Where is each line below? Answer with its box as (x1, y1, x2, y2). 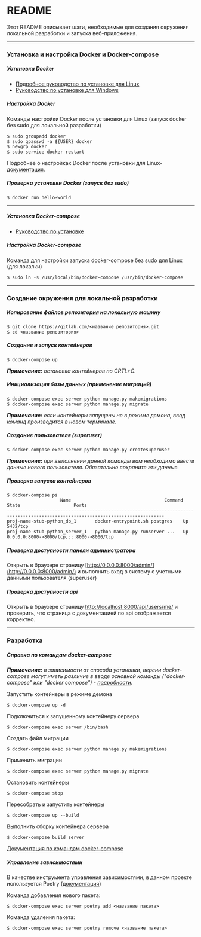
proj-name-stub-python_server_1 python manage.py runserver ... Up (7, 529, 188, 535)
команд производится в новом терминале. (7, 418, 117, 425)
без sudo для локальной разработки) (7, 121, 102, 129)
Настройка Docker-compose (7, 242, 82, 249)
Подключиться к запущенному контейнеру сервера (7, 713, 140, 720)
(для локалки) (7, 263, 42, 270)
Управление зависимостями (7, 859, 83, 866)
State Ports (7, 503, 87, 509)
